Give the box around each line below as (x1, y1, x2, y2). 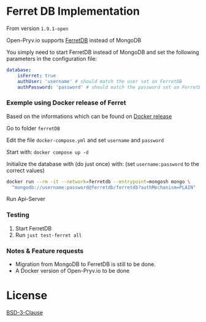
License (6, 289, 48, 302)
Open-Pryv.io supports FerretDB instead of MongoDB (6, 36, 142, 44)
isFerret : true (17, 73, 56, 79)
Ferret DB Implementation (6, 4, 140, 18)
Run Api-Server (6, 195, 46, 203)
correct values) (6, 167, 45, 174)
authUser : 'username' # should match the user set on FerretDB (17, 78, 183, 84)
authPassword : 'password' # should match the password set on (17, 84, 180, 90)
